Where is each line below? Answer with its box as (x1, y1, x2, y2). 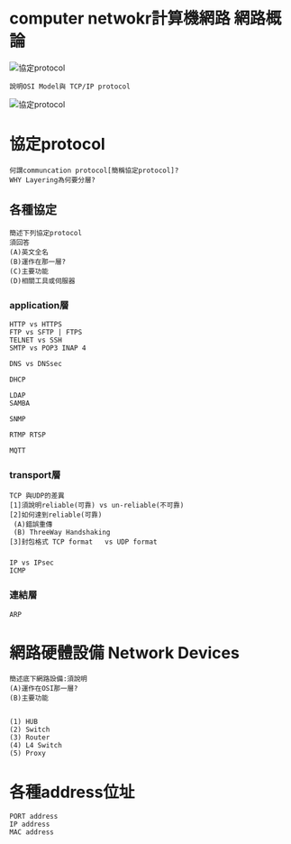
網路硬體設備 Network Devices (9, 642, 241, 663)
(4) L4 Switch (9, 741, 63, 750)
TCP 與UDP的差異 (9, 491, 65, 500)
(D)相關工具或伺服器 (9, 276, 76, 285)
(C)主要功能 (9, 267, 50, 276)
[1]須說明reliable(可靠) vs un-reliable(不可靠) (9, 501, 185, 510)
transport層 (9, 468, 61, 481)
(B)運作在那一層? (9, 257, 66, 266)
